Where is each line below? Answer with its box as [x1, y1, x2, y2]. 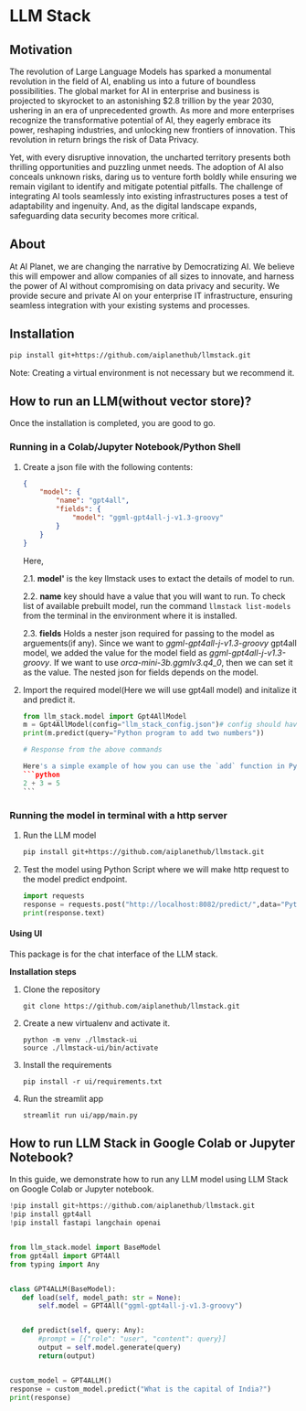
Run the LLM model [22, 829, 97, 840]
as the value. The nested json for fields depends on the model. [22, 667, 259, 678]
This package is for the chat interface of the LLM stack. [9, 948, 218, 959]
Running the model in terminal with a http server [9, 808, 228, 821]
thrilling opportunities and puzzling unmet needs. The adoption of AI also [9, 162, 284, 172]
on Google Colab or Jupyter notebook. [9, 1183, 154, 1194]
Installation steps [9, 966, 77, 977]
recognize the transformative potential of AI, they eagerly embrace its [9, 115, 271, 125]
